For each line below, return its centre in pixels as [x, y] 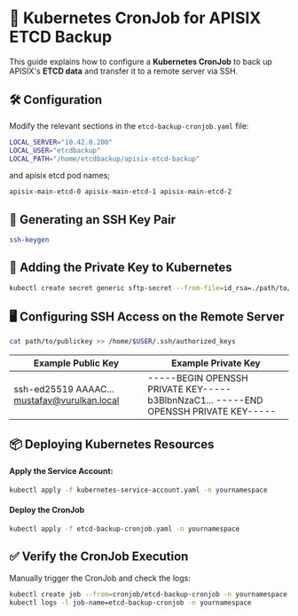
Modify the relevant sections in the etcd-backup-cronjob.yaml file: [129, 126]
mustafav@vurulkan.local [67, 400]
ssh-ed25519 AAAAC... [64, 390]
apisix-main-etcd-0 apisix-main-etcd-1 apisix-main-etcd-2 [121, 192]
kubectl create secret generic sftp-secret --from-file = [117, 288]
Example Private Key [216, 363]
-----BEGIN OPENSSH [198, 378]
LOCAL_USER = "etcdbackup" [55, 150]
